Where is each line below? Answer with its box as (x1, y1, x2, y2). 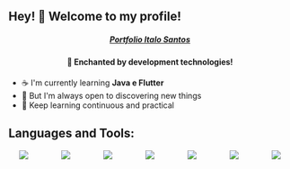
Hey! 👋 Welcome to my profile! (8, 9, 181, 24)
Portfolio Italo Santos (110, 33, 190, 45)
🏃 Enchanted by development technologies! (66, 57, 233, 67)
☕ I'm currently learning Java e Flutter (21, 77, 164, 88)
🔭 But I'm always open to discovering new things (21, 90, 202, 101)
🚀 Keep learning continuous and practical (21, 100, 174, 111)
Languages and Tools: (8, 126, 136, 141)
